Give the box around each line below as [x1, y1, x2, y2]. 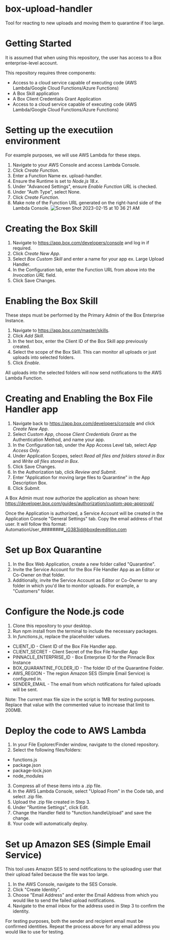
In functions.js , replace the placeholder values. [12, 633, 111, 639]
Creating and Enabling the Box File [5, 392, 153, 404]
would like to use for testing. [5, 929, 64, 935]
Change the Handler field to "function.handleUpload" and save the [12, 810, 152, 816]
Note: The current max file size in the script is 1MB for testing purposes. [5, 696, 156, 702]
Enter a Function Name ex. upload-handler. [12, 172, 103, 178]
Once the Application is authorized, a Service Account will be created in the [5, 510, 163, 516]
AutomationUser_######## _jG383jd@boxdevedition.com [5, 526, 127, 532]
